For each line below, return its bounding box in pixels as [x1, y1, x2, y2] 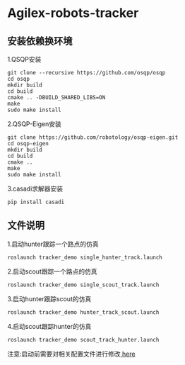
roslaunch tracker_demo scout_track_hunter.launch [7, 336, 160, 343]
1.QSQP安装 [7, 55, 42, 63]
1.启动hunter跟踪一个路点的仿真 [7, 240, 99, 248]
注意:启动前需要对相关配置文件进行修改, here [7, 349, 136, 358]
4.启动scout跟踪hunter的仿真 [7, 322, 92, 330]
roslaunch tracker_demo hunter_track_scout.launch [7, 308, 160, 316]
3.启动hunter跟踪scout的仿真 [7, 294, 92, 303]
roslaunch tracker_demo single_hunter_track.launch [7, 254, 162, 261]
